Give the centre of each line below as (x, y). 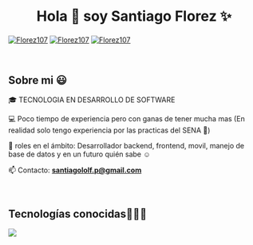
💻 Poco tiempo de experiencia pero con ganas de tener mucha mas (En (126, 119)
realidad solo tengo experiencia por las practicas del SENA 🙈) (109, 130)
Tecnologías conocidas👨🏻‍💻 (78, 213)
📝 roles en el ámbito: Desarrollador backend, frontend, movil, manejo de (126, 146)
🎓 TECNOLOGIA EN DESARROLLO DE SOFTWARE (92, 100)
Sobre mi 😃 (38, 80)
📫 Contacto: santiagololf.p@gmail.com (75, 170)
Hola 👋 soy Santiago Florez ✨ (134, 16)
